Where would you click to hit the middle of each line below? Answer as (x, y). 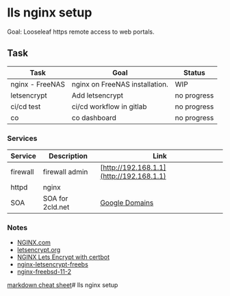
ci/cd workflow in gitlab (109, 106)
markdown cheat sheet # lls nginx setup (63, 285)
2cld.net (56, 207)
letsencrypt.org (39, 250)
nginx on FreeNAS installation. (120, 84)
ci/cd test (26, 106)
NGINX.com (34, 242)
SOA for (55, 198)
